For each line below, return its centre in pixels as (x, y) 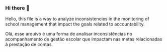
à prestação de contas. (29, 44)
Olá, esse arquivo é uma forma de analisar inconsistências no (69, 34)
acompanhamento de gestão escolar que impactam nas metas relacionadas (84, 39)
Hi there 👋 (18, 8)
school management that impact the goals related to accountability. (75, 24)
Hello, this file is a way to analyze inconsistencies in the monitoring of (77, 19)
